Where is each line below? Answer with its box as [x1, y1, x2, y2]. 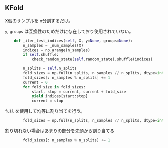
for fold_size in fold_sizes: [23, 84, 86, 89]
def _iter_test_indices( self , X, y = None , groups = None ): [14, 38, 133, 43]
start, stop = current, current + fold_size [31, 89, 126, 94]
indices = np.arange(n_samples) [23, 47, 91, 53]
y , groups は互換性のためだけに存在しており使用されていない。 [5, 28, 134, 34]
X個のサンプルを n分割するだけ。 [5, 17, 73, 24]
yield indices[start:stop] [31, 94, 88, 99]
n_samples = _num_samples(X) [23, 43, 84, 48]
